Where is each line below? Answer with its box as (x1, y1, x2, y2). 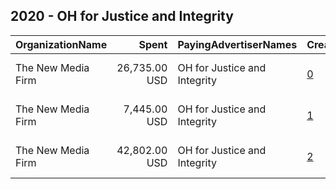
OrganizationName (15, 37, 108, 51)
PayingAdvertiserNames (177, 37, 298, 51)
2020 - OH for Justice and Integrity (10, 8, 234, 25)
